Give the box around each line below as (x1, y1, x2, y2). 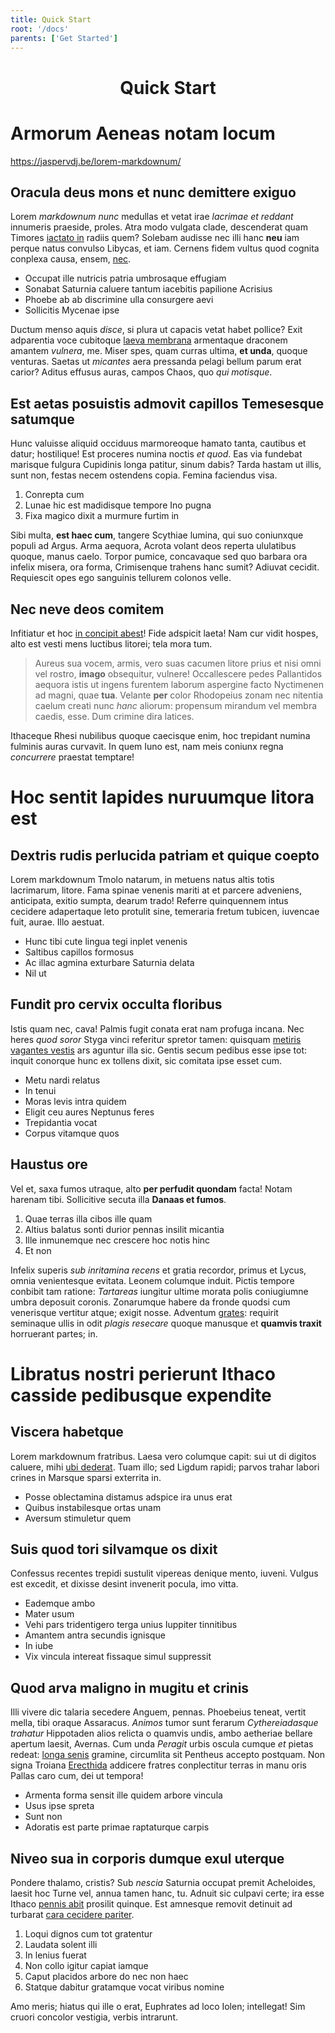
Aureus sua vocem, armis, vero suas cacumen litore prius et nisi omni (34, 657, 322, 669)
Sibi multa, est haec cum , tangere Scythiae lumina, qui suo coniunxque (10, 529, 304, 541)
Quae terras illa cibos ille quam (24, 1212, 153, 1225)
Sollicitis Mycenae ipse (24, 304, 120, 316)
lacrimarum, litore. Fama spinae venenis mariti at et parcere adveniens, (10, 884, 302, 896)
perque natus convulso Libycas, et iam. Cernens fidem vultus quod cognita (10, 242, 320, 255)
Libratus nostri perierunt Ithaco (10, 1362, 276, 1385)
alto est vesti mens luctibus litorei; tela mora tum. (10, 637, 213, 650)
